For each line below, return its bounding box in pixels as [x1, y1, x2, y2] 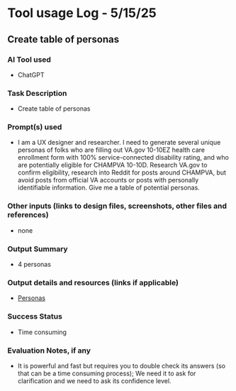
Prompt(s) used [7, 122, 62, 132]
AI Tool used [7, 55, 52, 65]
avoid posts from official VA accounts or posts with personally [17, 176, 199, 185]
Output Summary [7, 243, 69, 253]
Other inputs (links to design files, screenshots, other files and [7, 201, 227, 211]
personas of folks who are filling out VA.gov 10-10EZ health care [17, 145, 206, 154]
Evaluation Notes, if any [7, 346, 91, 356]
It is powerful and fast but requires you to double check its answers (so [17, 361, 225, 370]
